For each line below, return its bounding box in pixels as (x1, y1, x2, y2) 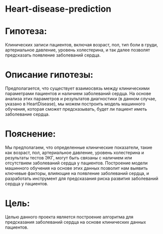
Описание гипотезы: (5, 69, 94, 80)
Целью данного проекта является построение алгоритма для (5, 214, 134, 220)
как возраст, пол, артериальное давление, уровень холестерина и (5, 150, 144, 156)
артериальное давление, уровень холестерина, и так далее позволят (5, 47, 150, 53)
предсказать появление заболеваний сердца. (5, 52, 101, 58)
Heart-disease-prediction (5, 3, 111, 15)
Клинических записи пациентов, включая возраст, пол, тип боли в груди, (5, 42, 158, 48)
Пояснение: (5, 128, 56, 139)
